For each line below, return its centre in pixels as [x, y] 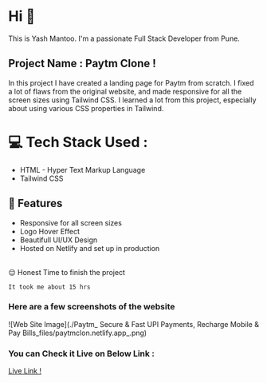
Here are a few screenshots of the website [92, 307]
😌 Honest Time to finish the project [67, 272]
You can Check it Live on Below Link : [82, 353]
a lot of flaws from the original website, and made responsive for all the [125, 91]
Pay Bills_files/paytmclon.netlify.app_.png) [78, 333]
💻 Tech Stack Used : [78, 142]
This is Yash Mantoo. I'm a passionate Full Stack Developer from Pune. [124, 38]
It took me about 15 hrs [49, 287]
